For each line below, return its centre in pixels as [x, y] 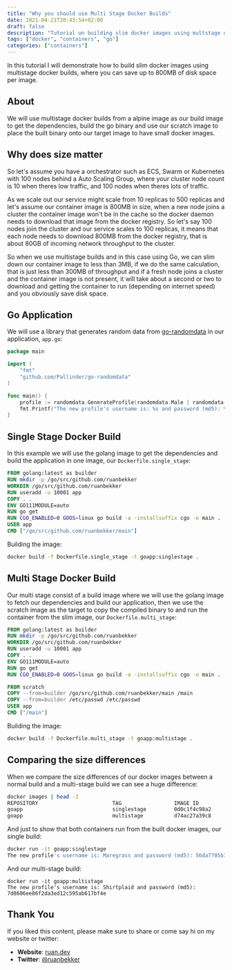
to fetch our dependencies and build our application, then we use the [105, 602]
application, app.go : [35, 339]
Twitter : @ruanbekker [49, 959]
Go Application [40, 315]
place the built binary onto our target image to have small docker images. [111, 133]
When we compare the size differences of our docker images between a [110, 777]
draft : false [26, 26]
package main [26, 352]
